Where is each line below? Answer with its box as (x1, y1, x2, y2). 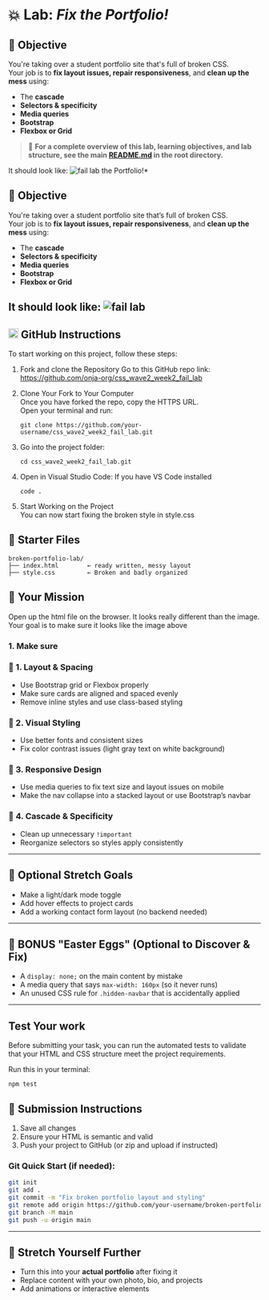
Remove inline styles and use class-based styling (19, 697, 183, 707)
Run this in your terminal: (8, 1065, 90, 1074)
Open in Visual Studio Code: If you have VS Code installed (19, 472, 212, 482)
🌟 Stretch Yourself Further (8, 1245, 142, 1259)
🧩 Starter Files (8, 533, 80, 547)
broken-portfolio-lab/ (8, 554, 84, 563)
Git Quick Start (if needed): (8, 1160, 115, 1172)
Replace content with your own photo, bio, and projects (19, 1275, 203, 1286)
